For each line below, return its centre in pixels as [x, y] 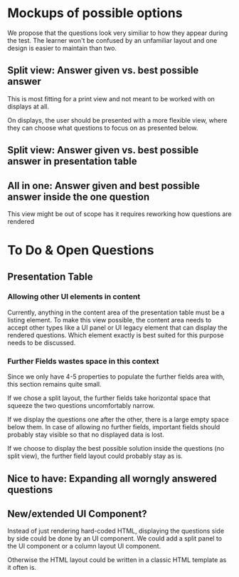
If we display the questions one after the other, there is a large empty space [118, 419]
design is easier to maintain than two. [62, 48]
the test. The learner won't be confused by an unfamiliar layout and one [112, 40]
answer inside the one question [79, 196]
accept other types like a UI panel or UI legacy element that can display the [117, 327]
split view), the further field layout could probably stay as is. [95, 456]
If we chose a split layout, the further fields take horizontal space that [109, 398]
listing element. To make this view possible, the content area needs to [110, 320]
